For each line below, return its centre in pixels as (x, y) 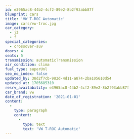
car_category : (20, 28)
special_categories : (26, 42)
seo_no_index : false (26, 74)
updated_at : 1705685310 (30, 83)
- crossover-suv (26, 46)
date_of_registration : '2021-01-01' (43, 97)
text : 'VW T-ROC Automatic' (52, 129)
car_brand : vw (20, 92)
